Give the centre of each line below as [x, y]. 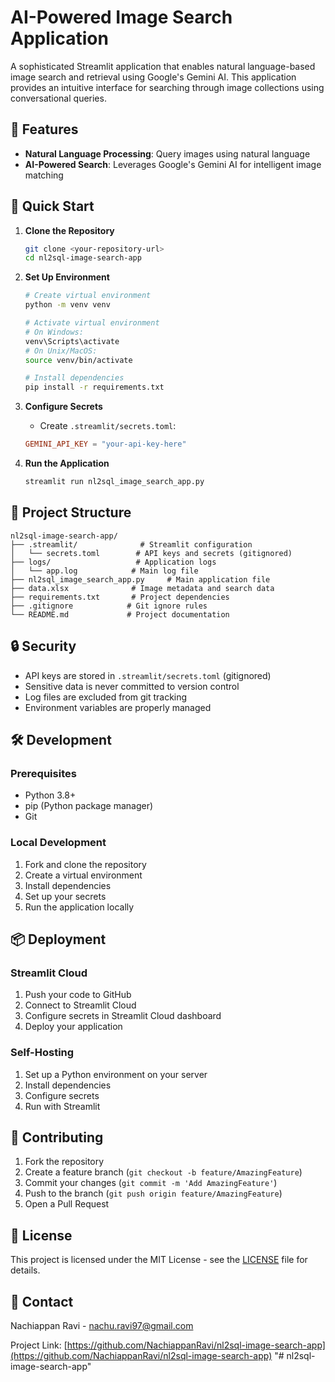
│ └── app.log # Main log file [104, 571]
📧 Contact [42, 1301]
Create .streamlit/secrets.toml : [108, 426]
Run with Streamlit [62, 1106]
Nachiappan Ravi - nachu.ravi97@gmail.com [102, 1325]
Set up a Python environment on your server [116, 1074]
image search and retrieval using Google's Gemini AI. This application [153, 77]
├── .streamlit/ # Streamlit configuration [131, 544]
